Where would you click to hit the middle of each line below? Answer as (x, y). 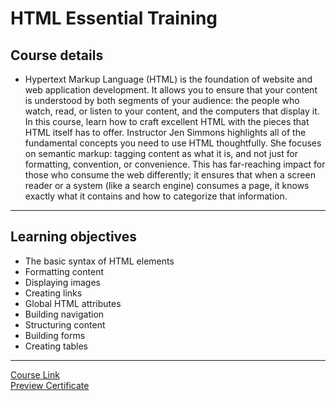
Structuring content (65, 324)
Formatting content (64, 271)
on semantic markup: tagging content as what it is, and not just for (161, 153)
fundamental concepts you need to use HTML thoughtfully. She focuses (173, 143)
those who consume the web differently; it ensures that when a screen (170, 175)
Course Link (35, 374)
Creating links (53, 293)
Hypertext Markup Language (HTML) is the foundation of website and (168, 79)
